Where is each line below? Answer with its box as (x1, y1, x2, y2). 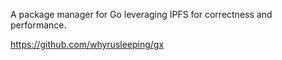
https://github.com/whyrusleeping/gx (10, 39, 165, 50)
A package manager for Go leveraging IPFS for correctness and (10, 9, 273, 20)
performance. (10, 19, 67, 31)
